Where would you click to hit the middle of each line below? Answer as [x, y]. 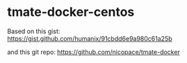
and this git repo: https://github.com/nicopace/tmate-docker [94, 52]
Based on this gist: [34, 31]
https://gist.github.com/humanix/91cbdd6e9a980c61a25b [90, 38]
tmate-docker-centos [71, 12]
